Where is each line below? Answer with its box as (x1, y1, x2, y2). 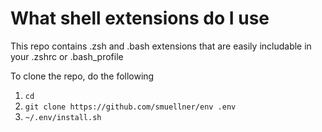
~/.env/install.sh (24, 112, 102, 122)
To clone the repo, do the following (10, 70, 155, 82)
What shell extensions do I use (10, 7, 270, 30)
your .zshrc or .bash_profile (10, 50, 124, 62)
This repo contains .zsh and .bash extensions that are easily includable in (10, 40, 312, 52)
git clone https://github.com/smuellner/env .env (24, 102, 237, 112)
